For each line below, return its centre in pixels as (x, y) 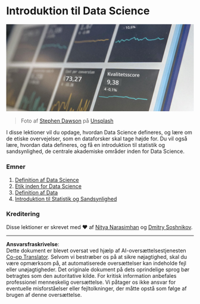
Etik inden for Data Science (48, 186)
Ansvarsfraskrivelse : (33, 244)
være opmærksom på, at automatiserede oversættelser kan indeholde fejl (96, 263)
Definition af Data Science (47, 180)
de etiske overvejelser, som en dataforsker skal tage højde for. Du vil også (97, 139)
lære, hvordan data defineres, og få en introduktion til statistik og (86, 145)
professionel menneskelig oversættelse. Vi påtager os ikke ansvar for (91, 282)
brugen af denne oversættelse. (44, 294)
